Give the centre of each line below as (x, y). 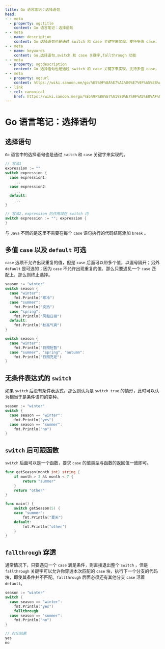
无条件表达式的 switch (39, 378)
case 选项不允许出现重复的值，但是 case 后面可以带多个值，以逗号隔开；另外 (82, 263)
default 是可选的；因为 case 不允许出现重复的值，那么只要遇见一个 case (78, 269)
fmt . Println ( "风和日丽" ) (38, 316)
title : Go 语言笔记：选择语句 (33, 10)
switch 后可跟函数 (32, 450)
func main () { (20, 504)
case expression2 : (28, 187)
